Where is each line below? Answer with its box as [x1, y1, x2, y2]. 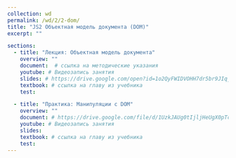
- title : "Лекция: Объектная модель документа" [13, 49, 156, 56]
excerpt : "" [7, 29, 42, 37]
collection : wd [7, 10, 52, 18]
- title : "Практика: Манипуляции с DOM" [13, 101, 133, 108]
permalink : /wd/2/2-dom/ [7, 17, 80, 24]
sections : [7, 43, 37, 50]
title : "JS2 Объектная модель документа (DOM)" [7, 23, 150, 30]
